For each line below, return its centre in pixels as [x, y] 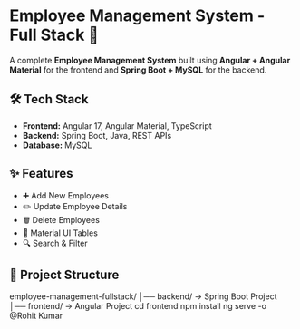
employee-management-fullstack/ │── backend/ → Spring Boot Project [143, 296]
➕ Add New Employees [65, 195]
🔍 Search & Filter [55, 243]
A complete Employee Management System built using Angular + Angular [150, 60]
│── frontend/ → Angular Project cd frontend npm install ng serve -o [138, 306]
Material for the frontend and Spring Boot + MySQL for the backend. [138, 70]
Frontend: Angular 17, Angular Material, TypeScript [117, 126]
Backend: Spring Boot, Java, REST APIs [97, 135]
